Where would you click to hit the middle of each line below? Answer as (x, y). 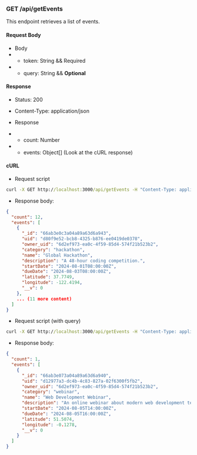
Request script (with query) (47, 321)
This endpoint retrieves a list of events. (53, 22)
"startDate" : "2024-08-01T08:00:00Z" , (69, 266)
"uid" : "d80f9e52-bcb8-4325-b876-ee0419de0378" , (82, 239)
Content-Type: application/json (52, 111)
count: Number (42, 140)
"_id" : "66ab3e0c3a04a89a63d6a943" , (66, 234)
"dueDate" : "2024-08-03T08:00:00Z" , (66, 272)
